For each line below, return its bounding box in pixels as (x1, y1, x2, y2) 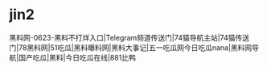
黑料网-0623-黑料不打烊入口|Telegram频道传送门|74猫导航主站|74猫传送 (9, 33, 250, 42)
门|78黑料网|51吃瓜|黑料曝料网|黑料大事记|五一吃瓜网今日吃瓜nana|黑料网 (9, 42, 253, 52)
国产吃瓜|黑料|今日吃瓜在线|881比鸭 (18, 52, 136, 62)
